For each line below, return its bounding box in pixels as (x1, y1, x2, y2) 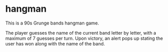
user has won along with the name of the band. (5, 40, 105, 46)
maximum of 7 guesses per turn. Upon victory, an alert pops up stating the (5, 35, 163, 41)
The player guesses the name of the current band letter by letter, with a (5, 30, 156, 36)
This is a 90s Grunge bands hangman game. (5, 20, 99, 26)
